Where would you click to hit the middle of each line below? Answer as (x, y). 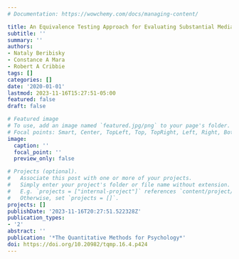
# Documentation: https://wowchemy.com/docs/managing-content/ (103, 14)
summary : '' (25, 40)
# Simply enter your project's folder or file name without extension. (119, 185)
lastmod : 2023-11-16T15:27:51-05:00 (62, 93)
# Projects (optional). (43, 171)
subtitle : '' (27, 33)
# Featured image (33, 119)
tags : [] (20, 73)
